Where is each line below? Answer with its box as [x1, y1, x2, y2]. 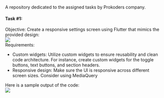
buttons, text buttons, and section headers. [12, 62, 100, 68]
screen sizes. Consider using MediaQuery [12, 73, 98, 79]
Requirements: [5, 42, 35, 48]
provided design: [5, 32, 40, 38]
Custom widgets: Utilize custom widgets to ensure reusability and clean [12, 51, 158, 57]
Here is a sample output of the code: [5, 82, 80, 88]
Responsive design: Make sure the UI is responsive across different [12, 67, 150, 73]
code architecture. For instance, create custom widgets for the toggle [12, 57, 154, 63]
